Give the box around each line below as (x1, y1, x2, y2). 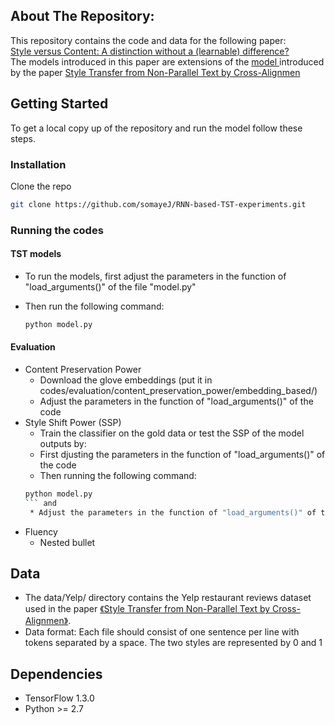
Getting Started (10, 95, 109, 113)
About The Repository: (10, 8, 155, 25)
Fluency (24, 525, 58, 538)
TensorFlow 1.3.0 (24, 692, 95, 704)
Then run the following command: (24, 300, 165, 312)
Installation (10, 157, 67, 171)
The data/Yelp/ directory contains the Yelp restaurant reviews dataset (24, 592, 312, 604)
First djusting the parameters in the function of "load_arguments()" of (39, 449, 326, 460)
